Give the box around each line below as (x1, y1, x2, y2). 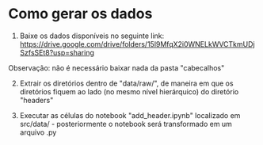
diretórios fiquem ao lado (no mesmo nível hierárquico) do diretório (19, 86, 239, 96)
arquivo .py (19, 128, 57, 137)
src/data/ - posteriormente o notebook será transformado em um (19, 119, 232, 128)
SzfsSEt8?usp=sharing (19, 48, 95, 57)
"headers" (19, 95, 54, 105)
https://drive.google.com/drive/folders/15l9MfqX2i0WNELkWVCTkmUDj (19, 39, 255, 48)
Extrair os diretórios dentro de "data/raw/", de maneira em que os (19, 78, 234, 88)
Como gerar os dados (8, 5, 153, 23)
